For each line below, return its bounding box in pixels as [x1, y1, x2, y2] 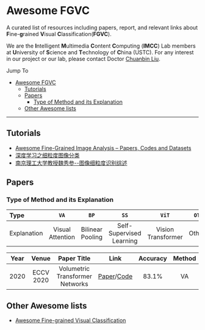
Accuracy [138, 254, 168, 263]
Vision [156, 225, 174, 234]
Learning [112, 237, 138, 245]
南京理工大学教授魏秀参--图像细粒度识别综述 [15, 159, 128, 167]
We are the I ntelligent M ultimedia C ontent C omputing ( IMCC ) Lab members [6, 42, 196, 49]
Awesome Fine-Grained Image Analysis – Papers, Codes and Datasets [15, 144, 192, 151]
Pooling [81, 233, 103, 242]
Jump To [6, 66, 29, 74]
